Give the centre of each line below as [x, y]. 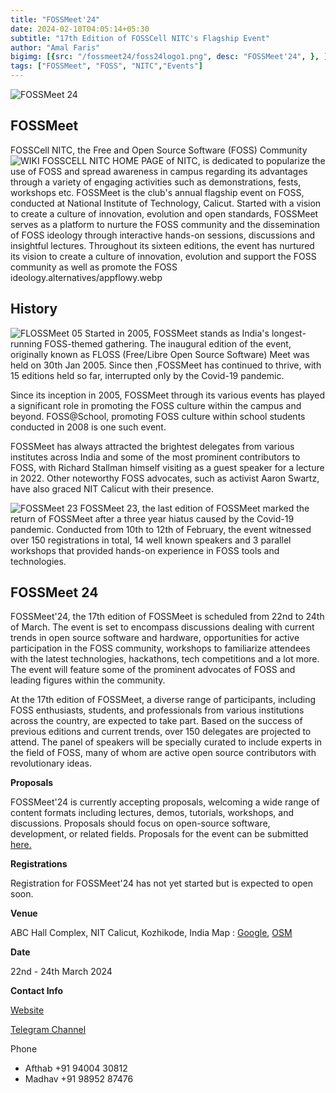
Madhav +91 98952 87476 [79, 1079]
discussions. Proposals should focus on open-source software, [140, 823]
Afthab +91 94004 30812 [76, 1068]
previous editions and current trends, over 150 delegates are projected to [161, 732]
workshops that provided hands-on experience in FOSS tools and [145, 550]
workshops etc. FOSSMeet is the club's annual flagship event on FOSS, [157, 192]
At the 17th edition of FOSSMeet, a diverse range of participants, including [163, 700]
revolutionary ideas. [51, 763]
